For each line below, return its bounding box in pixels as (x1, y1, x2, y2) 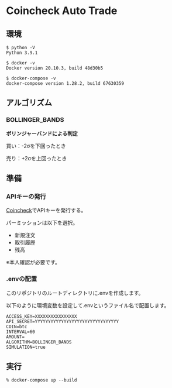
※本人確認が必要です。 (6, 259, 60, 266)
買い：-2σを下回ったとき (6, 142, 66, 149)
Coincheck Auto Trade (6, 4, 118, 18)
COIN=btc (6, 324, 27, 329)
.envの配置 (6, 275, 37, 283)
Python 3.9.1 (6, 50, 38, 56)
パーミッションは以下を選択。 (6, 219, 78, 226)
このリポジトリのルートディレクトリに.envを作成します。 (6, 289, 144, 296)
